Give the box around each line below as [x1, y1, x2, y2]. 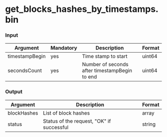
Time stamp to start [82, 53, 128, 60]
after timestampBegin [82, 67, 133, 74]
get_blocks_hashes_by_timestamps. [5, 3, 159, 15]
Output [5, 88, 23, 95]
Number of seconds [82, 61, 129, 68]
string [142, 121, 156, 128]
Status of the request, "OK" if [43, 118, 111, 125]
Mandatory [50, 45, 78, 52]
